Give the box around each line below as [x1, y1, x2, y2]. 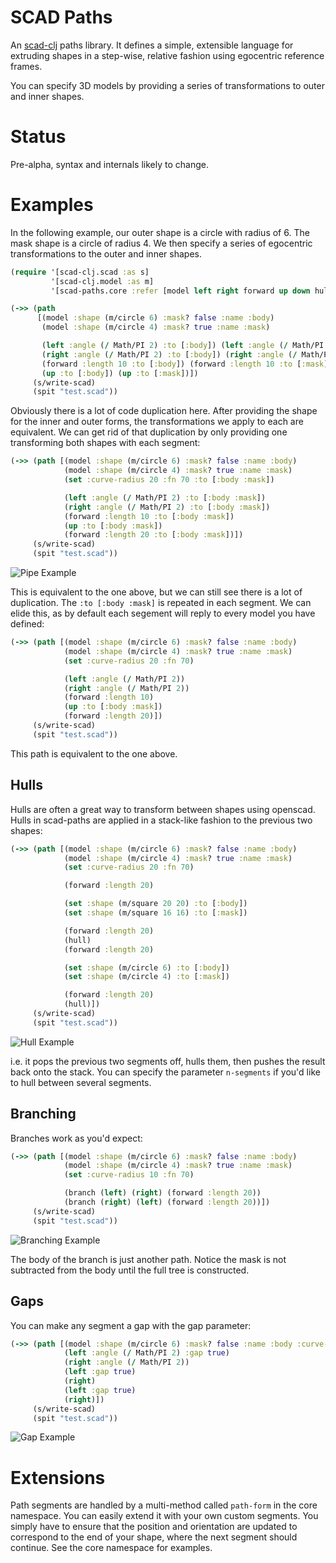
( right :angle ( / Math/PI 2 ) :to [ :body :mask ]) [63, 502, 271, 512]
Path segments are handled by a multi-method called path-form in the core [10, 1499, 318, 1511]
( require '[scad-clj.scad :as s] [10, 267, 150, 277]
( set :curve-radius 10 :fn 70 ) [63, 1170, 195, 1180]
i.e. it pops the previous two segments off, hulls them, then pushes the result [10, 1055, 326, 1067]
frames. [10, 60, 43, 72]
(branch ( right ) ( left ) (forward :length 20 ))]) [63, 1197, 271, 1208]
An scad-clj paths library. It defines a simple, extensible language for [10, 39, 294, 51]
